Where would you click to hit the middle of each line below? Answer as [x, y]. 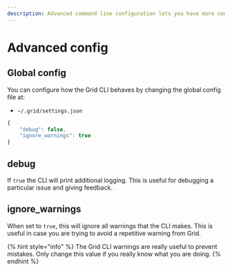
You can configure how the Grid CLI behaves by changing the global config [114, 90]
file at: [16, 97]
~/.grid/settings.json [50, 111]
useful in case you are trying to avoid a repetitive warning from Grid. [104, 233]
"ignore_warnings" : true [55, 136]
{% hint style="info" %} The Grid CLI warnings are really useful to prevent [112, 246]
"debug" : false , [43, 129]
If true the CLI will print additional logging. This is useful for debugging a [110, 180]
